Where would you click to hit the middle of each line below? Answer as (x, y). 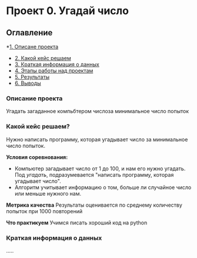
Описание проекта (34, 98)
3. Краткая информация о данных (57, 64)
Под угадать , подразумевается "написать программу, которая (94, 174)
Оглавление (29, 33)
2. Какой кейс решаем (43, 58)
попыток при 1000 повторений (44, 211)
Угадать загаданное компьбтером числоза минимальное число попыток (98, 111)
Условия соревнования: (37, 157)
